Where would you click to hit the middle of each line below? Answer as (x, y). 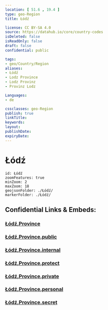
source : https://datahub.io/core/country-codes (54, 32)
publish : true (19, 113)
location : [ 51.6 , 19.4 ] (32, 10)
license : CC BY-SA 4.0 (28, 27)
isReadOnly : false (24, 41)
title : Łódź (17, 19)
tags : (10, 59)
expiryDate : (17, 136)
